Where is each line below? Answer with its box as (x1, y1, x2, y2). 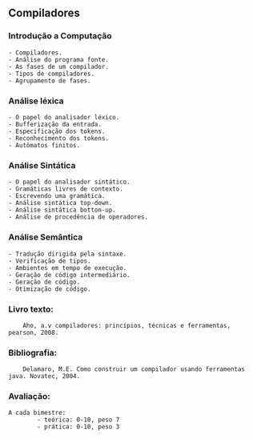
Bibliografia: (8, 347, 58, 358)
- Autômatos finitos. (8, 141, 81, 149)
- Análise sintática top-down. (8, 199, 113, 207)
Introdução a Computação (8, 30, 112, 42)
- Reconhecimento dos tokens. (8, 134, 110, 143)
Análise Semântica (8, 232, 83, 243)
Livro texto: (8, 304, 54, 315)
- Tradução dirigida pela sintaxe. (8, 250, 127, 258)
